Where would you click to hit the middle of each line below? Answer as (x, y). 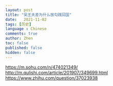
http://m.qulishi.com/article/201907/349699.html (57, 72)
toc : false (17, 43)
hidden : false (20, 52)
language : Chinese (26, 29)
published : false (24, 48)
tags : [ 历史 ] (18, 24)
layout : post (19, 10)
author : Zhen (19, 39)
